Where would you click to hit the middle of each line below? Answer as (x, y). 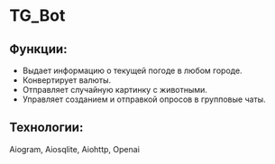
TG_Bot (37, 16)
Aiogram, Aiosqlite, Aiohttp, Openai (74, 149)
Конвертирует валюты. (67, 80)
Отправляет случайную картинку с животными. (115, 90)
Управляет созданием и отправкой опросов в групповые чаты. (144, 99)
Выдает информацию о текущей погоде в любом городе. (132, 70)
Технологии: (46, 128)
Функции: (38, 49)
